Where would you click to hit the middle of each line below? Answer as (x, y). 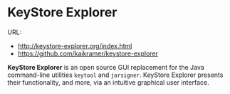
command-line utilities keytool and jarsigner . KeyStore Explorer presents (115, 75)
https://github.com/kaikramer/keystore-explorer (88, 53)
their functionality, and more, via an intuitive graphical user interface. (108, 82)
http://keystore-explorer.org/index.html (75, 46)
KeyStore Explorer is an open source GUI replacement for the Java (106, 67)
